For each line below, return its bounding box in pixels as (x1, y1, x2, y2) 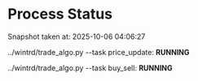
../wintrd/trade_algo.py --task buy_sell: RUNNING (7, 62, 173, 73)
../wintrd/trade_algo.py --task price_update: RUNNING (7, 47, 190, 57)
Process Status (7, 5, 113, 23)
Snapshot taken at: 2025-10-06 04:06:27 (7, 32, 146, 41)
